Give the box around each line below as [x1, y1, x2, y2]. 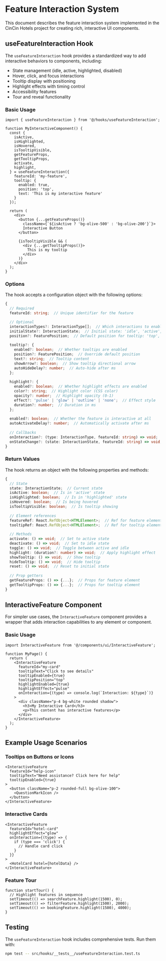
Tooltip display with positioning [12, 78, 76, 84]
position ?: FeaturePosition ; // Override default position [14, 352, 140, 357]
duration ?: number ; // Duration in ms [14, 402, 96, 407]
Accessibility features [12, 88, 57, 95]
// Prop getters [9, 573, 43, 578]
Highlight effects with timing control [12, 83, 85, 89]
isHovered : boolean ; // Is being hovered [9, 499, 98, 505]
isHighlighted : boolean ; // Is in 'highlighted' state [9, 495, 127, 500]
